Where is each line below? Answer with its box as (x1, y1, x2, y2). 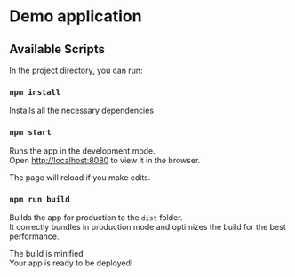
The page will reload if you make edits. (9, 171, 151, 183)
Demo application (9, 6, 142, 27)
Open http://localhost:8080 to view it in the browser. (9, 154, 201, 165)
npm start (9, 127, 52, 138)
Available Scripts (9, 42, 105, 57)
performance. (9, 231, 60, 241)
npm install (9, 87, 61, 97)
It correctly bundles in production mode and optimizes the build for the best (9, 221, 286, 232)
